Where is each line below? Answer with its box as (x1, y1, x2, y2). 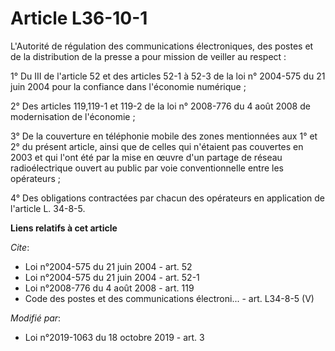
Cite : (10, 241, 30, 253)
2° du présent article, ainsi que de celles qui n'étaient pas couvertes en (10, 140, 304, 152)
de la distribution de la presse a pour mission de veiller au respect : (10, 50, 287, 62)
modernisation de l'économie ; (10, 110, 136, 122)
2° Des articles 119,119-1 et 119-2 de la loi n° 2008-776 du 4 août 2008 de (10, 100, 311, 112)
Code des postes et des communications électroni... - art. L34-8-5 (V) (24, 292, 315, 304)
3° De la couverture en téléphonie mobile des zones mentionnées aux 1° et (10, 130, 318, 142)
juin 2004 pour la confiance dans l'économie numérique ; (10, 80, 247, 92)
